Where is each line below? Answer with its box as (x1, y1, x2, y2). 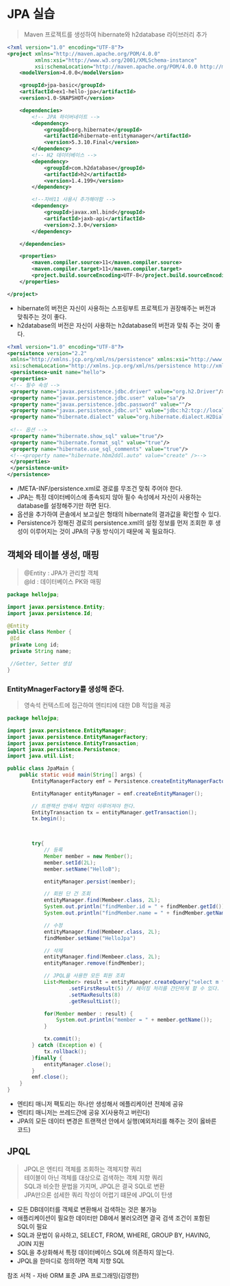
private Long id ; (10, 641, 60, 649)
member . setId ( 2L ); (43, 859, 97, 866)
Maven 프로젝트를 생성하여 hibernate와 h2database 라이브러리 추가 (23, 30, 207, 38)
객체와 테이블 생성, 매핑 (7, 549, 99, 561)
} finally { (31, 1055, 63, 1061)
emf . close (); (31, 1074, 69, 1081)
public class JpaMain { (7, 765, 75, 772)
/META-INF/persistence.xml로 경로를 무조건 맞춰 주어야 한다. (16, 485, 183, 493)
